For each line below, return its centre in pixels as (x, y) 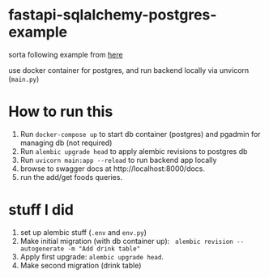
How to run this (61, 112)
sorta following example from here (66, 54)
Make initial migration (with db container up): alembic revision (126, 241)
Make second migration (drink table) (81, 265)
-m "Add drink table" (104, 249)
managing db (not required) (66, 143)
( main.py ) (24, 79)
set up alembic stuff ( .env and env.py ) (83, 232)
